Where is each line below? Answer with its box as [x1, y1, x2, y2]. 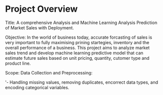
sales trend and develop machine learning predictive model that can [5, 50, 144, 56]
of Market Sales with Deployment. [5, 24, 74, 30]
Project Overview [5, 3, 78, 15]
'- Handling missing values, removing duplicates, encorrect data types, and [5, 79, 158, 85]
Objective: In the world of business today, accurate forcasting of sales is [5, 34, 152, 40]
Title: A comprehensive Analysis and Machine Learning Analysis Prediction [5, 20, 158, 25]
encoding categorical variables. [5, 84, 70, 90]
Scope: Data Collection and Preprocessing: [5, 70, 93, 75]
